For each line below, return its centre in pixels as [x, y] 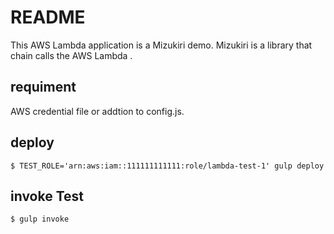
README [48, 17]
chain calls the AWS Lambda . [71, 55]
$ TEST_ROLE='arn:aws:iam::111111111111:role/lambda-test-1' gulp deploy [167, 166]
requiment [43, 87]
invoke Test [47, 196]
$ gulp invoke [40, 219]
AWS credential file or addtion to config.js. [97, 111]
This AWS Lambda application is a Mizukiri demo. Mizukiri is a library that [161, 45]
